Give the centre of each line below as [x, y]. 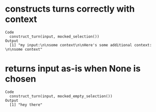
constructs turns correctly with [70, 9]
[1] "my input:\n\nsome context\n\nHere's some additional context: [81, 45]
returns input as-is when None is [73, 69]
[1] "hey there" [26, 105]
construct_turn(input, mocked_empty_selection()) [61, 96]
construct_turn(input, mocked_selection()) [54, 37]
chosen [21, 79]
